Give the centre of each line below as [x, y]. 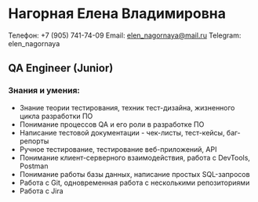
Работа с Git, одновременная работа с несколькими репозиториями [134, 182]
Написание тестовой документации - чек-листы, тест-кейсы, [122, 132]
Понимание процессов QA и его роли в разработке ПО [112, 124]
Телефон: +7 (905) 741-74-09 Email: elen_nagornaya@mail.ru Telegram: [125, 35]
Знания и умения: [44, 91]
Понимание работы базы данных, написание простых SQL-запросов [134, 174]
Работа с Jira [42, 191]
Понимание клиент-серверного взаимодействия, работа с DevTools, [135, 157]
